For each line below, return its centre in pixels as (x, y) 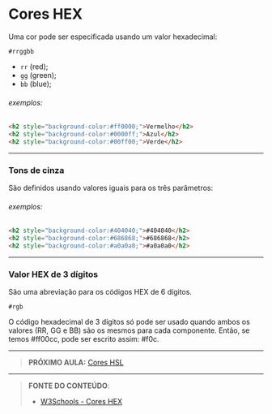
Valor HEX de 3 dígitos (53, 274)
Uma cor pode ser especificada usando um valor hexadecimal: (113, 37)
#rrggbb (21, 51)
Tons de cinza (36, 170)
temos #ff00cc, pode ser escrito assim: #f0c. (84, 339)
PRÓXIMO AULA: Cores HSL (76, 363)
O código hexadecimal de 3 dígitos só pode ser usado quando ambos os (130, 322)
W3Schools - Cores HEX (81, 402)
